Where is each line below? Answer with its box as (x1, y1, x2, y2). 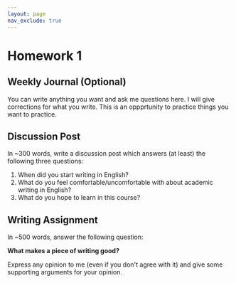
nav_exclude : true (7, 17, 62, 24)
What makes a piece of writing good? (7, 247, 119, 255)
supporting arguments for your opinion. (7, 268, 123, 277)
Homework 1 (7, 48, 82, 64)
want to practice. (7, 110, 57, 118)
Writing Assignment (7, 214, 98, 226)
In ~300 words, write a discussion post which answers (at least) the (7, 149, 206, 158)
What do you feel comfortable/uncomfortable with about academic (17, 178, 213, 187)
